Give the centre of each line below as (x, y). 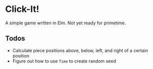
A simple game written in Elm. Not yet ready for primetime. (66, 23)
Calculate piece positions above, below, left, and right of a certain (80, 50)
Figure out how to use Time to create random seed (64, 61)
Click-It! (22, 9)
